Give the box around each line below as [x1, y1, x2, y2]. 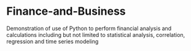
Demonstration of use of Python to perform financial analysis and [6, 25, 172, 32]
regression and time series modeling [6, 37, 99, 45]
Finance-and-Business [6, 4, 126, 18]
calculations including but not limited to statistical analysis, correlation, [6, 31, 185, 38]
